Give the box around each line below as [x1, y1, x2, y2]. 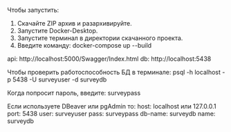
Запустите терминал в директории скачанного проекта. [17, 34, 183, 42]
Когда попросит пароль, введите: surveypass [7, 89, 141, 97]
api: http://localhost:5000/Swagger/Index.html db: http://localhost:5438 [7, 55, 212, 63]
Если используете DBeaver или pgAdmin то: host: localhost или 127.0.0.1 [7, 102, 216, 110]
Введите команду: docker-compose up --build [17, 41, 152, 49]
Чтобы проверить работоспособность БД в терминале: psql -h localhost [7, 68, 221, 76]
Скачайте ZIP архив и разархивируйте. [17, 19, 133, 27]
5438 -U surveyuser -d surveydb [12, 75, 107, 84]
